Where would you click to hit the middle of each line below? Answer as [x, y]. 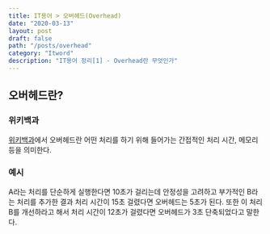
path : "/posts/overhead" [50, 46]
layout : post [30, 31]
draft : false [30, 38]
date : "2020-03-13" [41, 23]
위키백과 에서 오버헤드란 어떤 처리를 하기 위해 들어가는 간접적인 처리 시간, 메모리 [133, 140]
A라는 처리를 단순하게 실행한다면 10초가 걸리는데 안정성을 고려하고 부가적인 [127, 191]
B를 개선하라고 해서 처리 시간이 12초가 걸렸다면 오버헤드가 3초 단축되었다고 [127, 211]
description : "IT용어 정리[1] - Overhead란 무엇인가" [93, 61]
